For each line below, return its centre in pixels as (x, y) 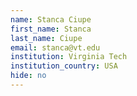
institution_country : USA (64, 66)
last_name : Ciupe (46, 38)
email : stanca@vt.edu (55, 47)
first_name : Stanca (51, 29)
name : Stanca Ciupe (51, 19)
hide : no (28, 76)
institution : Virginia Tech (69, 57)
